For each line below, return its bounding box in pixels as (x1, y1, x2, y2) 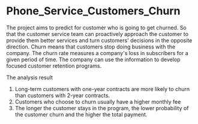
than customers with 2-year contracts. (14, 92, 110, 99)
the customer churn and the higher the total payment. (14, 111, 148, 118)
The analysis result (6, 74, 53, 81)
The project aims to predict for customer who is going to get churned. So (6, 24, 187, 31)
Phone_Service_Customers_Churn (6, 4, 181, 18)
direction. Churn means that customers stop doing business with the (6, 43, 176, 50)
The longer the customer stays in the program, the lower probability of (14, 104, 189, 111)
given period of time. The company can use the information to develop (6, 56, 181, 63)
